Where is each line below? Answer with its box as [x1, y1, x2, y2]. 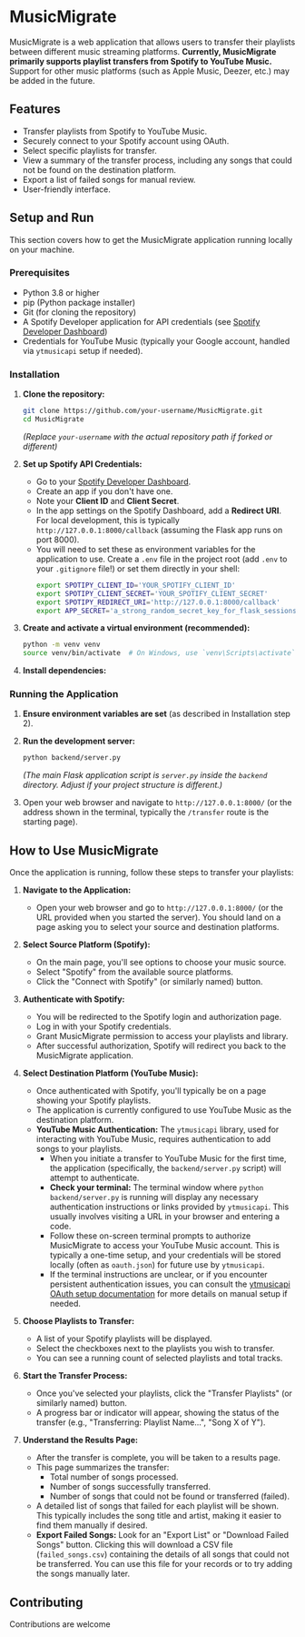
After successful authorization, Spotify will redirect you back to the [35, 1040, 287, 1052]
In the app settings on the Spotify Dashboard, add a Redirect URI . [35, 505, 281, 516]
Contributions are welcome [9, 1618, 111, 1630]
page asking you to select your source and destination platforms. [35, 922, 280, 933]
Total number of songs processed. [49, 1471, 179, 1482]
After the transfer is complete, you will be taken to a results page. [35, 1452, 281, 1463]
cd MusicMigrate [22, 415, 84, 424]
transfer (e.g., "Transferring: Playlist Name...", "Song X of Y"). [35, 1417, 266, 1428]
